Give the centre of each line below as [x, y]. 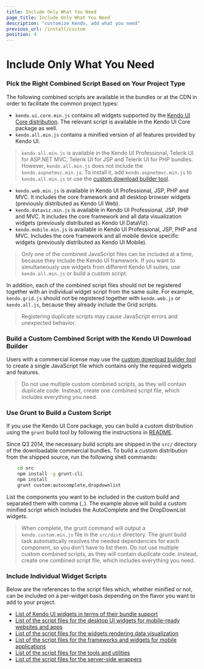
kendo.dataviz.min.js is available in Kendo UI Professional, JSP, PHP [102, 210]
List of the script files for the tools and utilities [72, 653]
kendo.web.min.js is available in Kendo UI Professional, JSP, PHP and [102, 190]
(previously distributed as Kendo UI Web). [67, 203]
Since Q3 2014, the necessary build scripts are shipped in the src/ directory [102, 444]
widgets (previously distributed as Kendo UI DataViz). [82, 223]
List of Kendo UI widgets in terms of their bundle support [86, 614]
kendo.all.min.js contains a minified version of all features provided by [105, 134]
